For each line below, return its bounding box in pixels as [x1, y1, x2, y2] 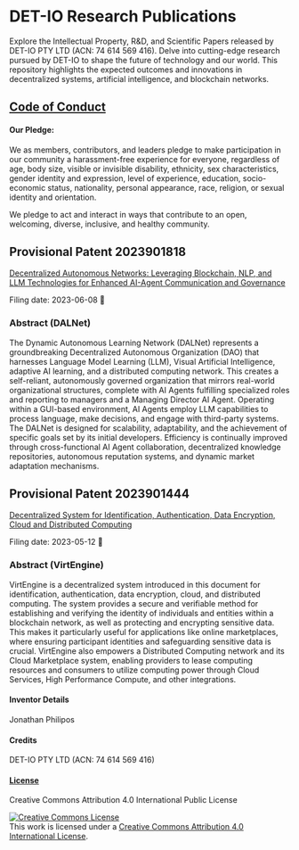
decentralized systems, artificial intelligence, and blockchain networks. [9, 73, 270, 84]
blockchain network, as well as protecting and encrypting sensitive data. [9, 617, 275, 628]
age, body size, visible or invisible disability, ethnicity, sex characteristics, [9, 163, 279, 174]
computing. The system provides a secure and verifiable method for [9, 598, 259, 608]
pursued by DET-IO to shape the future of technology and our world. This [9, 54, 279, 65]
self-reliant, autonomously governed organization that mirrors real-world [9, 375, 276, 385]
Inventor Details [9, 694, 69, 706]
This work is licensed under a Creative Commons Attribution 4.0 [9, 821, 245, 832]
